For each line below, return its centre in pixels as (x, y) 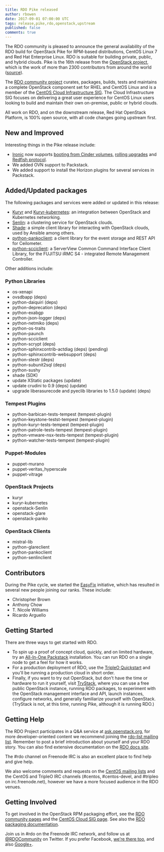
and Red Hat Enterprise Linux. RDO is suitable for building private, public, (79, 57)
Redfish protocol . (30, 160)
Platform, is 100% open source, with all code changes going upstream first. (81, 118)
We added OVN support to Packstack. (50, 164)
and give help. (19, 762)
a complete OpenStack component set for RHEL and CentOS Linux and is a (81, 87)
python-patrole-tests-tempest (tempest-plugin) (60, 430)
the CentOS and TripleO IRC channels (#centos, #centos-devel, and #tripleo (82, 776)
